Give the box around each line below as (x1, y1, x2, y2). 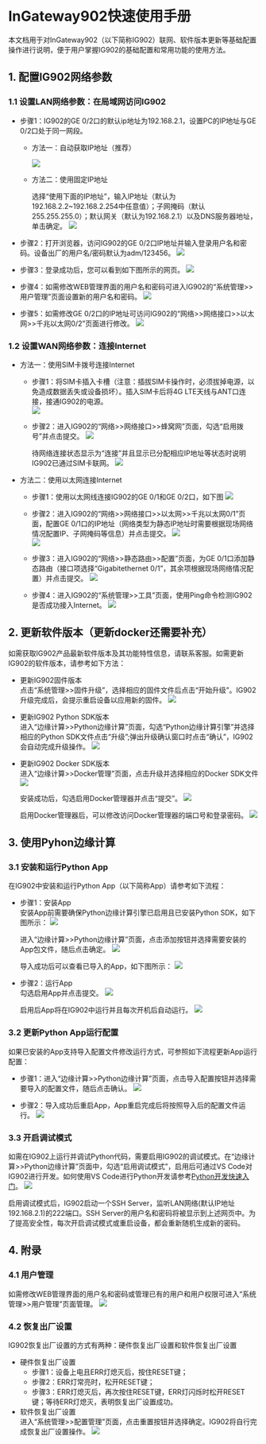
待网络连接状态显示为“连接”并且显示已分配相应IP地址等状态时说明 (31, 448, 246, 458)
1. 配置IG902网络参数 (8, 71, 113, 84)
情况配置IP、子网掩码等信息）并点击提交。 (31, 528, 171, 538)
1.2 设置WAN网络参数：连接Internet (8, 340, 147, 351)
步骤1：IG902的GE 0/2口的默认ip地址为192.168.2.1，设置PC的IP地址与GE (19, 116, 256, 126)
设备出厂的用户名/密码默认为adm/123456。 (33, 248, 175, 257)
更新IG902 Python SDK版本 (19, 712, 110, 722)
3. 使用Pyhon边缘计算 (8, 836, 116, 850)
